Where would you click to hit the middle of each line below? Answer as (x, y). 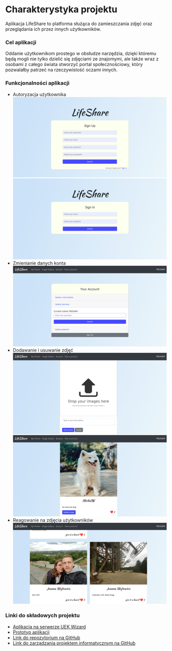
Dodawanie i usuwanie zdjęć (43, 350)
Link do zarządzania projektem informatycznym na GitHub (74, 643)
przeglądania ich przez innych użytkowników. (53, 29)
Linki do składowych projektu (43, 616)
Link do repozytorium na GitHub (46, 637)
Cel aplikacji (21, 42)
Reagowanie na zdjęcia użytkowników (53, 520)
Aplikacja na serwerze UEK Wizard (49, 626)
